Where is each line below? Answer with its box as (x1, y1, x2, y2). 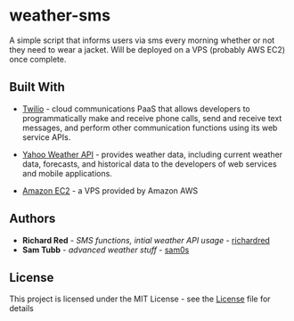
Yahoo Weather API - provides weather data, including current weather (21, 149, 283, 160)
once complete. (9, 53, 67, 64)
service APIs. (21, 131, 71, 143)
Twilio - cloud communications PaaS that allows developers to (21, 103, 251, 114)
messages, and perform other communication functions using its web (21, 122, 278, 133)
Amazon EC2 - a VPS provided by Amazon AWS (21, 185, 199, 196)
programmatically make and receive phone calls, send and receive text (21, 112, 282, 123)
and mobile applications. (21, 168, 113, 178)
